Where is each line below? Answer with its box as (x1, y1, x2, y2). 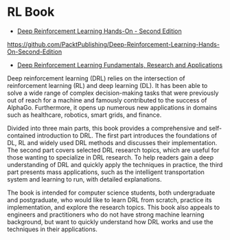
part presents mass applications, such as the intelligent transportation (7, 168, 205, 176)
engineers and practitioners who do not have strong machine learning (7, 210, 205, 219)
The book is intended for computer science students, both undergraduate (7, 188, 216, 197)
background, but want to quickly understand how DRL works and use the (7, 217, 214, 226)
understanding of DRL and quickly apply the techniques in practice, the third (7, 160, 223, 168)
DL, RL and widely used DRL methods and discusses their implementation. (7, 138, 218, 146)
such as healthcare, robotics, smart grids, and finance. (7, 111, 162, 119)
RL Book (7, 4, 55, 20)
